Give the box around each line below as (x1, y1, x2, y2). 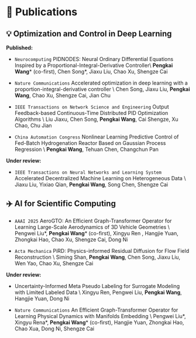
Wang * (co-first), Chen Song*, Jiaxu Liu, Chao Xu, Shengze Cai (14, 68, 168, 75)
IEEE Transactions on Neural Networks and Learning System (14, 170, 162, 175)
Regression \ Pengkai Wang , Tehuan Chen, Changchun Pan (14, 146, 159, 153)
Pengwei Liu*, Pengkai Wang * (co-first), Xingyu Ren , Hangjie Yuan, (14, 229, 178, 236)
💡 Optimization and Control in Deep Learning (6, 29, 172, 39)
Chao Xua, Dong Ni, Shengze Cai (14, 325, 95, 332)
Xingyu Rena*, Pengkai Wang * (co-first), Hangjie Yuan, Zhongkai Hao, (14, 319, 184, 326)
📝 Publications (6, 5, 78, 19)
